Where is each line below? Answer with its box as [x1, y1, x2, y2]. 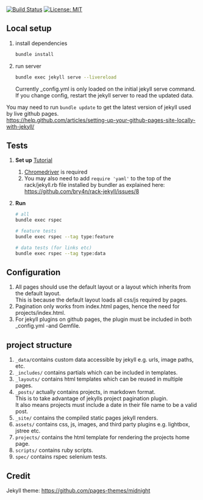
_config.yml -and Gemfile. [15, 322, 80, 329]
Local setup [6, 23, 52, 33]
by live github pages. [6, 110, 59, 117]
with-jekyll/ [6, 122, 35, 130]
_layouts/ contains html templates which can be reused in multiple [15, 375, 183, 383]
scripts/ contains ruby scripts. [15, 446, 93, 454]
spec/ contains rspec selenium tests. [15, 453, 108, 460]
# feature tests [15, 228, 57, 234]
